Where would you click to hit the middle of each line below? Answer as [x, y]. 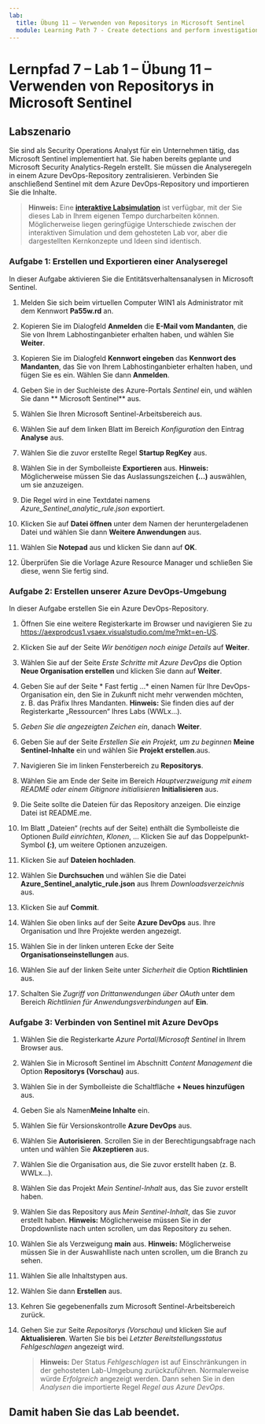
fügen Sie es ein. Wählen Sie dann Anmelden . [95, 374]
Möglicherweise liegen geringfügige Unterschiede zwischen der [132, 225]
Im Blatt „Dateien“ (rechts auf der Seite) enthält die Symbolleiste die [130, 827]
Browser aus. [42, 1048]
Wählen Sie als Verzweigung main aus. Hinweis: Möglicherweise [125, 1244]
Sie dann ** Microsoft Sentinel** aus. [81, 398]
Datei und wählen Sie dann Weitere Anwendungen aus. [111, 532]
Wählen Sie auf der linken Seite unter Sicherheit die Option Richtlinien [134, 969]
